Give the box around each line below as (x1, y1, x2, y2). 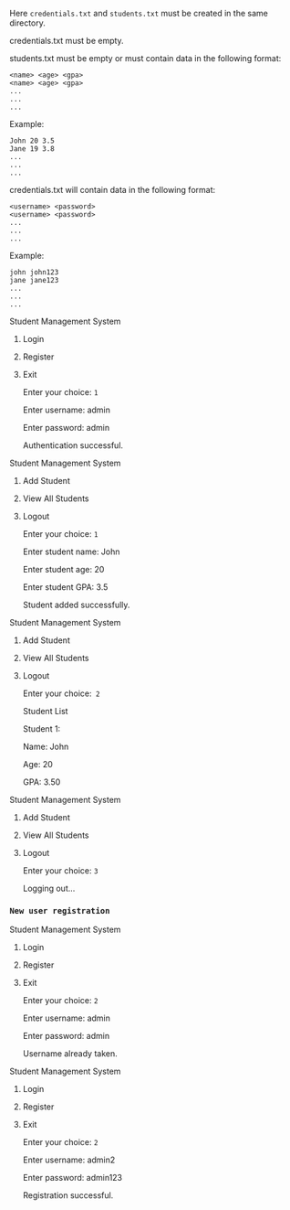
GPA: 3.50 (22, 776, 61, 787)
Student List (22, 706, 68, 716)
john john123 (9, 268, 59, 277)
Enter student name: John (22, 546, 120, 557)
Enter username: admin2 (22, 1154, 116, 1165)
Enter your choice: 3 (22, 865, 98, 876)
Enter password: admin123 (22, 1173, 123, 1183)
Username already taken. (22, 1048, 118, 1059)
